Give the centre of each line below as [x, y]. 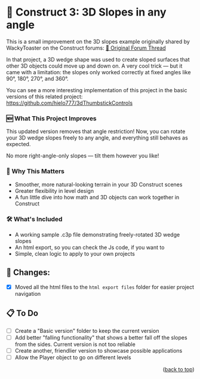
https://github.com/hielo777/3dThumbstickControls [70, 103]
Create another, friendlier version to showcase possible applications [99, 350]
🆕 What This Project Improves [51, 118]
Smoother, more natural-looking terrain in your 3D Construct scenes [99, 184]
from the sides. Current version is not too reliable [75, 344]
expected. [19, 144]
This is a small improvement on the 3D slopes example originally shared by [98, 41]
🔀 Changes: [28, 273]
